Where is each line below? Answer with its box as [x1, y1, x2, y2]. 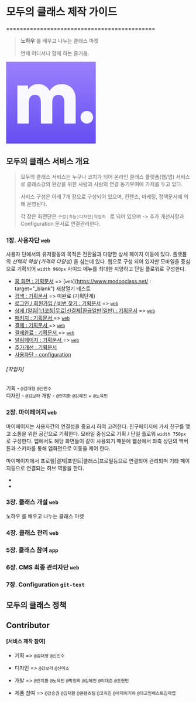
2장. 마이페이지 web [6, 408, 57, 416]
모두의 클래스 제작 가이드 [6, 5, 118, 19]
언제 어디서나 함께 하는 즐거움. [20, 49, 90, 56]
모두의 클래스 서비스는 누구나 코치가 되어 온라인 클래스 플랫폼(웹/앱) [20, 173, 175, 180]
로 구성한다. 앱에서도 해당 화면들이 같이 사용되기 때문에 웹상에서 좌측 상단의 [6, 438, 178, 445]
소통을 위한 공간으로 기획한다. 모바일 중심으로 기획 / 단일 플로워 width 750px [12, 430, 186, 437]
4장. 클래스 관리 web [6, 528, 59, 537]
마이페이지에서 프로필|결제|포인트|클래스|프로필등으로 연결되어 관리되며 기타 [6, 457, 180, 464]
